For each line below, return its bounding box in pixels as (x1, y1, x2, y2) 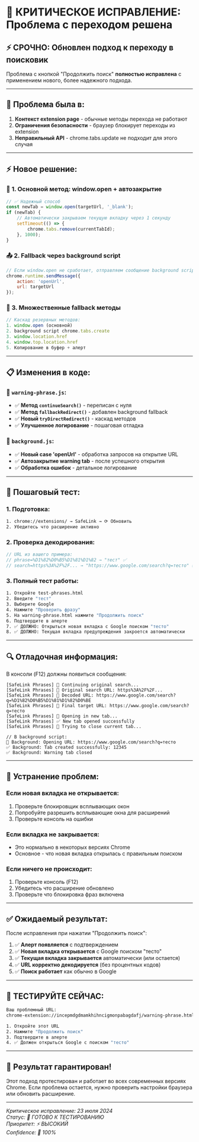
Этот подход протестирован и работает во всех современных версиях (6, 1078, 187, 1085)
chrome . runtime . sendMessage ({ (6, 273, 81, 279)
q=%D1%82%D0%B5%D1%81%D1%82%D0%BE (6, 698, 92, 704)
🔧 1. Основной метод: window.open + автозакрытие (6, 185, 162, 193)
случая (14, 140, 33, 148)
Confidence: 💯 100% (6, 1129, 56, 1136)
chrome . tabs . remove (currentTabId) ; (27, 226, 115, 232)
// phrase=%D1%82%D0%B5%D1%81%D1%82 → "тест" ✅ (6, 557, 127, 563)
